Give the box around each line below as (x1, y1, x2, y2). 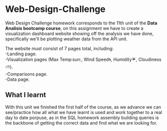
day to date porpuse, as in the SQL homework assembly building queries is (5, 115, 159, 121)
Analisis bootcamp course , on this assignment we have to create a (5, 25, 144, 31)
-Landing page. (5, 51, 37, 57)
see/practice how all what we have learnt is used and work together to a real (5, 109, 163, 115)
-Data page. (5, 76, 30, 82)
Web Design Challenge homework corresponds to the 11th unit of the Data (5, 20, 158, 26)
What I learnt (5, 91, 46, 99)
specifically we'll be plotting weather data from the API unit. (5, 36, 128, 42)
